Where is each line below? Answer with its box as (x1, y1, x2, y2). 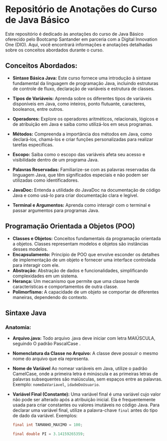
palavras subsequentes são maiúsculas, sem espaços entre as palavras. (12, 376, 162, 382)
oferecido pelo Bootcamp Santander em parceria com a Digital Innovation (5, 36, 157, 42)
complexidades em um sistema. (12, 273, 78, 279)
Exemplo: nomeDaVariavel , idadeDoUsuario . (12, 382, 100, 388)
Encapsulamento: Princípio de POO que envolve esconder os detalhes (12, 251, 160, 257)
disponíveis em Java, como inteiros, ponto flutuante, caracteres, (12, 101, 146, 107)
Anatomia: (5, 324, 32, 331)
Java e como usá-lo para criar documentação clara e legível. (12, 192, 139, 198)
